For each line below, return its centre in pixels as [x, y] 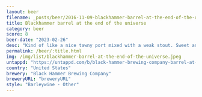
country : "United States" [38, 68]
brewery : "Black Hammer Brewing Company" [59, 74]
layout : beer [23, 12]
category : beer [25, 29]
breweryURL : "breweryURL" [38, 79]
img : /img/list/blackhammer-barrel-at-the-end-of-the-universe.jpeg [94, 57]
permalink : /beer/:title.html [44, 51]
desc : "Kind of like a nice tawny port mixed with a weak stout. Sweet [98, 46]
